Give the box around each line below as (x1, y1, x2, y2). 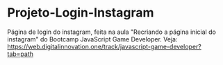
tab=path (7, 50, 33, 58)
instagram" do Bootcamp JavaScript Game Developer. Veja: (7, 35, 178, 43)
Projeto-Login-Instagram (7, 5, 154, 21)
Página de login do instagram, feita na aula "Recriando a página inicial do (7, 28, 217, 36)
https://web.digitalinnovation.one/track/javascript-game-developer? (7, 42, 201, 50)
